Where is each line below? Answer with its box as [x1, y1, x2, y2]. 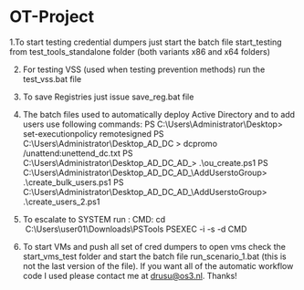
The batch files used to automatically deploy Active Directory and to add [22, 109, 295, 119]
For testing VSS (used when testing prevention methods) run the [22, 64, 266, 75]
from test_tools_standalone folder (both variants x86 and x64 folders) [9, 46, 271, 57]
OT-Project [9, 6, 95, 27]
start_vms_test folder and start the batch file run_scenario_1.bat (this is [22, 251, 287, 262]
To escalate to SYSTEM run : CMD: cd [22, 213, 166, 224]
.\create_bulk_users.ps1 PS [22, 176, 124, 188]
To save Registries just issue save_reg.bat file [22, 91, 194, 102]
